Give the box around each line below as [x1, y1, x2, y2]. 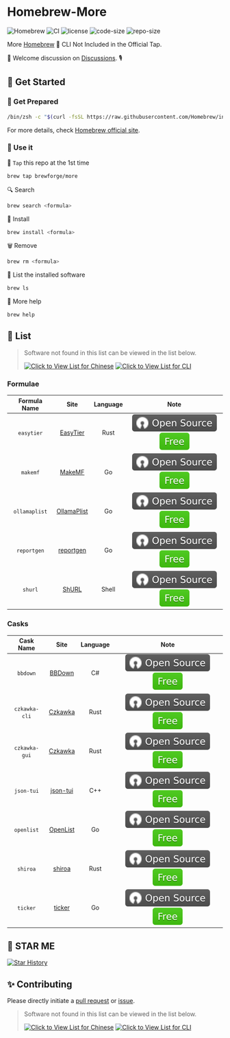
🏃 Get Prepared [7, 97, 59, 106]
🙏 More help [7, 297, 42, 305]
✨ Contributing [7, 978, 73, 990]
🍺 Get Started [7, 76, 66, 88]
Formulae [7, 379, 40, 389]
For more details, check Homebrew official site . [7, 126, 140, 134]
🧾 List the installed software [7, 270, 86, 279]
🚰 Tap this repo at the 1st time [7, 159, 90, 167]
